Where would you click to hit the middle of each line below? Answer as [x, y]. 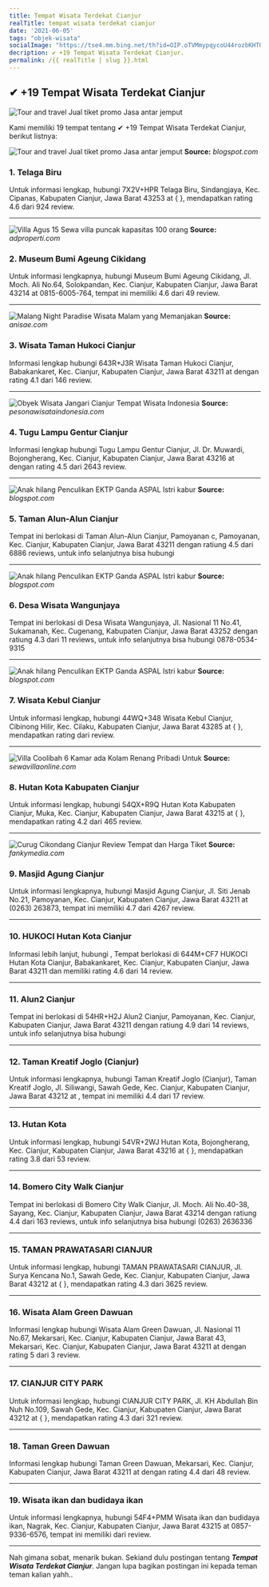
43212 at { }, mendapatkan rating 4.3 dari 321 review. [96, 1417]
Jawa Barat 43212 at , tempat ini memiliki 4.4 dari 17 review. [107, 1096]
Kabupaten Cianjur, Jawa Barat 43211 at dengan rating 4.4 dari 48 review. [130, 1472]
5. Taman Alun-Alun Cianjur [64, 518]
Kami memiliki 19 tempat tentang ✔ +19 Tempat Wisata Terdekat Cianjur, [128, 127]
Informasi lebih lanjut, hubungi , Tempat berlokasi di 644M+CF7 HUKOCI [129, 953]
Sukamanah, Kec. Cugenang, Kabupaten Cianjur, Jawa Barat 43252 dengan [134, 631]
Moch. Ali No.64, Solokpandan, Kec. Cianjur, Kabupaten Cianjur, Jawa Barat [133, 285]
